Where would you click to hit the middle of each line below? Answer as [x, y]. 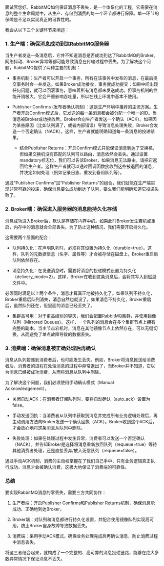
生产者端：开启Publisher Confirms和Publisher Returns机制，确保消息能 [83, 503]
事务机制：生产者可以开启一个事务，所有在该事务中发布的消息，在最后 [83, 78]
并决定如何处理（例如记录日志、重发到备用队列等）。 [72, 173]
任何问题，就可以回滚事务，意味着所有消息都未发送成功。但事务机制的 [83, 90]
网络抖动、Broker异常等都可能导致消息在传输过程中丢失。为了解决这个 [76, 62]
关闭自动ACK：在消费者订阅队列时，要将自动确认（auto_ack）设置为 [81, 399]
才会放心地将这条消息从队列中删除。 [49, 428]
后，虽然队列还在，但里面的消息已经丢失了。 [50, 305]
